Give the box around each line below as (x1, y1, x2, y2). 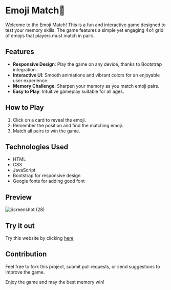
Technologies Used (5, 142, 68, 151)
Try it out (5, 221, 35, 230)
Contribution (5, 250, 47, 259)
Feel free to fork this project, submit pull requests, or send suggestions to (5, 263, 160, 269)
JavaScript (12, 167, 36, 173)
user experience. (12, 77, 49, 84)
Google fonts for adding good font (12, 178, 85, 184)
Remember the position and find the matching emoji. (12, 122, 124, 128)
